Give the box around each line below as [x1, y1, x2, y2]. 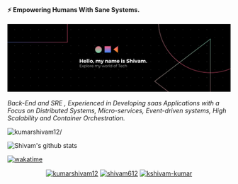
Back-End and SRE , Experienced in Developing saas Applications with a [7, 98, 220, 107]
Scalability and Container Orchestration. [7, 113, 125, 122]
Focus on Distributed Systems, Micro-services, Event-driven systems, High [7, 106, 227, 115]
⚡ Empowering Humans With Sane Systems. [7, 5, 140, 13]
